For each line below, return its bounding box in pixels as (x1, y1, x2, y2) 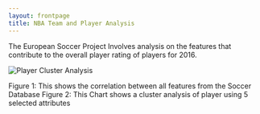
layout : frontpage (8, 11, 70, 20)
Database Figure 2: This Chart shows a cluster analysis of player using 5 (8, 89, 249, 99)
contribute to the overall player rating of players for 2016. (8, 50, 197, 59)
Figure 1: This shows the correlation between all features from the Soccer (8, 81, 252, 91)
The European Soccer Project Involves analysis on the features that (8, 41, 232, 51)
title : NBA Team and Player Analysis (8, 19, 135, 27)
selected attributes (8, 98, 71, 108)
